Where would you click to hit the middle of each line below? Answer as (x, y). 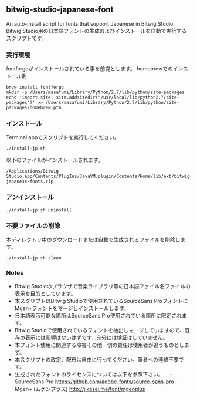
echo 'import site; (30, 97)
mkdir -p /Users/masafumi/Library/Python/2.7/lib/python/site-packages (95, 92)
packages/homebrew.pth (34, 108)
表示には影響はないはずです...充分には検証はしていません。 (96, 338)
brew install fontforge (35, 87)
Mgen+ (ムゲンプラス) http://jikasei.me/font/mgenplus (80, 389)
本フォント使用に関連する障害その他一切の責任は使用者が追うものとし (99, 345)
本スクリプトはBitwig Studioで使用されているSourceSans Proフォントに (101, 301)
